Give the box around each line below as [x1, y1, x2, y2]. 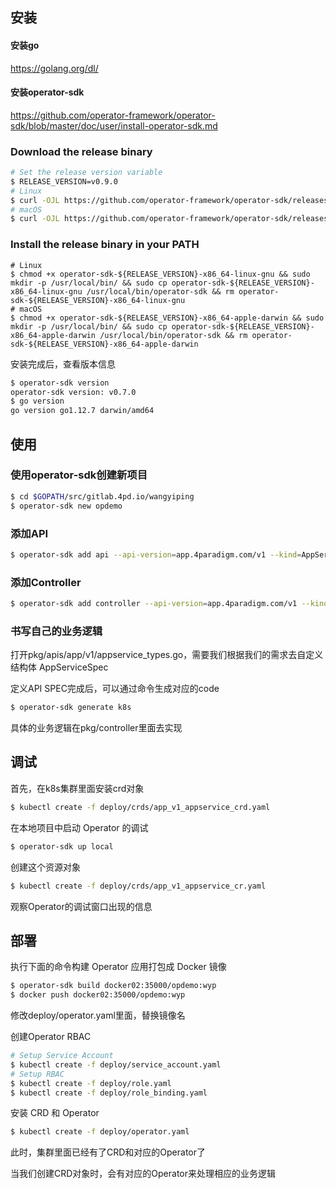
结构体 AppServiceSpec [10, 661, 109, 673]
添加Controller [10, 575, 82, 589]
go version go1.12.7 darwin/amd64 [10, 406, 155, 416]
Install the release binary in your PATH [10, 238, 200, 252]
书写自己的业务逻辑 [10, 624, 103, 638]
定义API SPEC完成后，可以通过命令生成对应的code [10, 683, 220, 695]
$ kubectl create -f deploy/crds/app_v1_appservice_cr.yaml [10, 881, 267, 891]
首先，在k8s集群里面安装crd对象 [10, 782, 145, 794]
